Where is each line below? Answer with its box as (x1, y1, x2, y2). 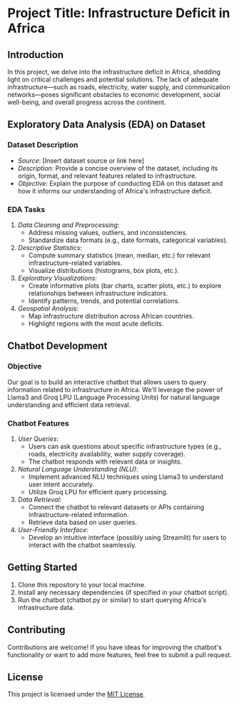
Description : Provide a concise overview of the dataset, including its (17, 164, 218, 172)
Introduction (7, 49, 64, 61)
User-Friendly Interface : (17, 525, 89, 534)
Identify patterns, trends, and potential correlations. (28, 296, 180, 305)
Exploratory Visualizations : (17, 274, 98, 282)
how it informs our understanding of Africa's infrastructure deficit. (17, 186, 213, 195)
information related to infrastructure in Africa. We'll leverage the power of (7, 385, 223, 394)
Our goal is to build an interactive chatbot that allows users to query (7, 377, 207, 386)
